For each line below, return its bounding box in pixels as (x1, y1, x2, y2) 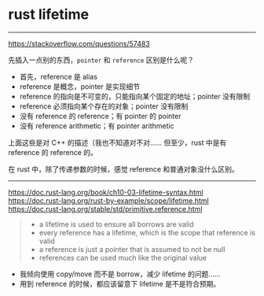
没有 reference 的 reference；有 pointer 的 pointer (19, 111, 181, 120)
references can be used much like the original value (38, 253, 207, 262)
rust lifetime (8, 6, 89, 24)
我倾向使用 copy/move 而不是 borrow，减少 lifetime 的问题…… (19, 269, 221, 279)
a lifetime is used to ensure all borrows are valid (38, 219, 194, 229)
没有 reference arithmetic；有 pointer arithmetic (19, 120, 174, 131)
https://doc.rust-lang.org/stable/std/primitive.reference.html (8, 204, 203, 213)
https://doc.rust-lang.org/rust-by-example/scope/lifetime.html (8, 195, 210, 205)
